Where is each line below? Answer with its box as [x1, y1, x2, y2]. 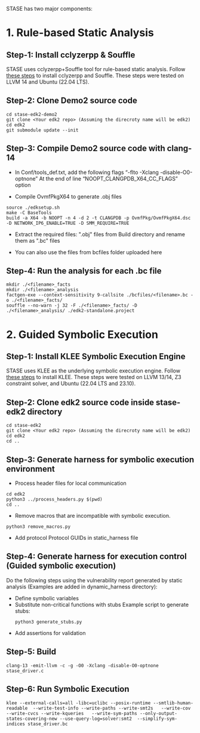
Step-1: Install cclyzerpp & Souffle [6, 50, 136, 60]
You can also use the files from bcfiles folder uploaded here [14, 248, 162, 256]
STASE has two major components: [6, 5, 93, 12]
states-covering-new [6, 716, 58, 722]
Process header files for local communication [14, 479, 127, 487]
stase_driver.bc [27, 720, 68, 727]
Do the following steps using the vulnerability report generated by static [6, 576, 183, 584]
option [14, 181, 31, 188]
